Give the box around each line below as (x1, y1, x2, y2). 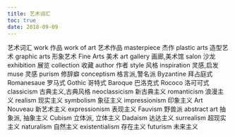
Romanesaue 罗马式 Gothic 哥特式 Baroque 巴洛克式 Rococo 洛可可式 (7, 79, 210, 87)
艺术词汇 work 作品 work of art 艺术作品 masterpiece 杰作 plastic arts (7, 44, 208, 52)
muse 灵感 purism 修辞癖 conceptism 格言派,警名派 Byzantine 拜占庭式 (7, 70, 213, 78)
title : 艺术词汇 (7, 10, 51, 18)
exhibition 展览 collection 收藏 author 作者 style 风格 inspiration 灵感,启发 (7, 61, 219, 70)
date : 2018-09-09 (7, 23, 59, 30)
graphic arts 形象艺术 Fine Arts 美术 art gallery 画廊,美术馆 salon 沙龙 (15, 52, 216, 60)
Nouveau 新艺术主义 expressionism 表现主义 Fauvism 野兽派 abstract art (7, 105, 218, 113)
